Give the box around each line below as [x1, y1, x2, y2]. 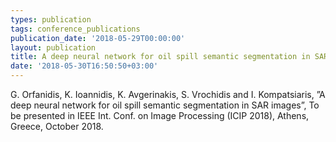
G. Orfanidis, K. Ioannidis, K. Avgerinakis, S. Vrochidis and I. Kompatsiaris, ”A [10, 89, 326, 100]
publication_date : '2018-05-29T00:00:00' [10, 33, 186, 43]
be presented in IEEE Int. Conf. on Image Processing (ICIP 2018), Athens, [10, 110, 310, 121]
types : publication [10, 14, 92, 25]
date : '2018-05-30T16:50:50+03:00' [10, 61, 159, 71]
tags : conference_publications [10, 24, 141, 34]
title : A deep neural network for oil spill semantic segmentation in [10, 52, 311, 62]
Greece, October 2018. [10, 121, 104, 132]
